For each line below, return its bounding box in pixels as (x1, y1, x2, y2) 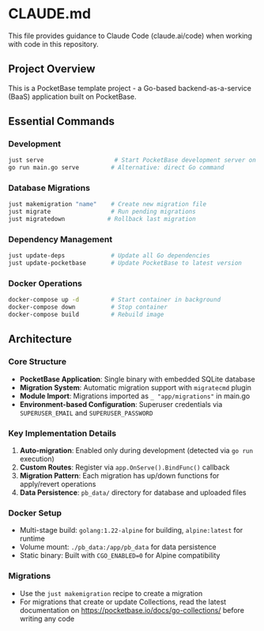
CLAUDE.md (8, 5, 92, 23)
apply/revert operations (19, 480, 96, 489)
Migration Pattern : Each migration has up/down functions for (19, 471, 220, 481)
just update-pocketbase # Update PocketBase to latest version (8, 259, 243, 268)
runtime (19, 534, 46, 543)
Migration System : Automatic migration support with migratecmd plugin (19, 382, 251, 392)
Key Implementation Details (8, 428, 117, 439)
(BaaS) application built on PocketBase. (8, 92, 137, 101)
